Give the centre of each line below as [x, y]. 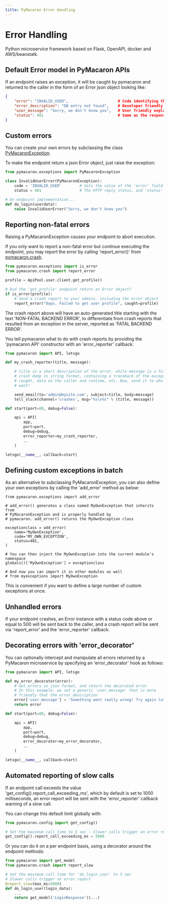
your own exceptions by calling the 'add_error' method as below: [72, 488]
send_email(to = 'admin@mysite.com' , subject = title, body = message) [84, 395]
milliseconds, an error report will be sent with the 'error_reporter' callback [82, 798]
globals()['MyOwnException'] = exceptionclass [55, 563]
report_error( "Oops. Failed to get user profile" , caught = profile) [86, 303]
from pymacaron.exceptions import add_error [53, 497]
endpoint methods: [25, 852]
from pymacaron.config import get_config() [52, 823]
